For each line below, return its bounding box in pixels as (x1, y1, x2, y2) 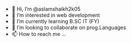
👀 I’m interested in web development (11, 12, 100, 19)
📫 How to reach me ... (11, 31, 66, 37)
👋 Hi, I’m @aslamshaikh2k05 (11, 6, 81, 12)
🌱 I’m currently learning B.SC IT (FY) (11, 18, 100, 24)
